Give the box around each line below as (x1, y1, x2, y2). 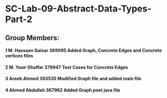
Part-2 (5, 13, 33, 25)
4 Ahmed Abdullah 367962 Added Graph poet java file (5, 87, 120, 93)
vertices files (5, 53, 34, 59)
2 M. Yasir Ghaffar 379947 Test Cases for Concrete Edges (5, 64, 128, 70)
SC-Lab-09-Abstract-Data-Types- (5, 3, 152, 14)
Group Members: (5, 33, 60, 42)
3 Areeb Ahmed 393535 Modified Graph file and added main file (5, 75, 142, 81)
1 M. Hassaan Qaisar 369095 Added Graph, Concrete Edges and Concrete (5, 47, 162, 53)
